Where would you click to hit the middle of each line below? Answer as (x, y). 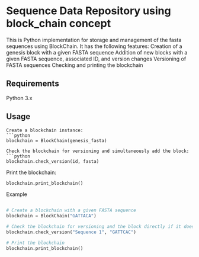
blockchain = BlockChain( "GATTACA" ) (51, 216)
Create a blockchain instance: (45, 130)
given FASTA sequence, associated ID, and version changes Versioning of (96, 59)
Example (17, 194)
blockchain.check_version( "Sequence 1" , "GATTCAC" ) (71, 232)
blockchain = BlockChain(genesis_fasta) (57, 140)
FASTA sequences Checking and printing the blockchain (75, 65)
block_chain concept (59, 23)
